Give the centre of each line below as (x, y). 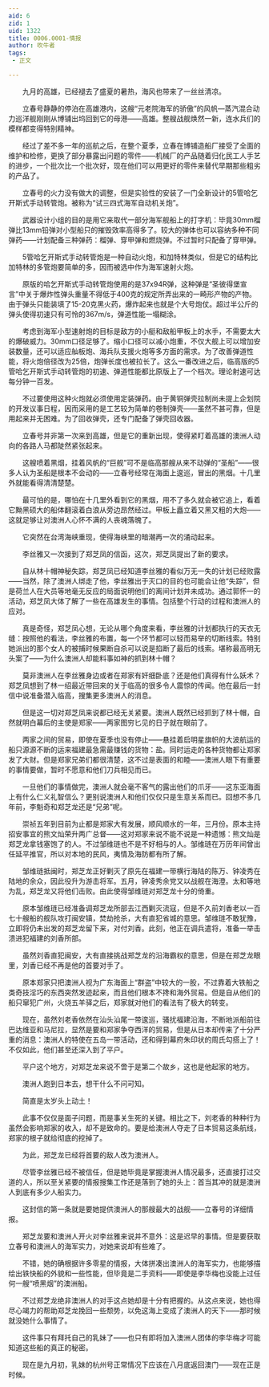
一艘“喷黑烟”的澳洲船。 (53, 1283)
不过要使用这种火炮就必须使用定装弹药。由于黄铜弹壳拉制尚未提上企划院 (141, 398)
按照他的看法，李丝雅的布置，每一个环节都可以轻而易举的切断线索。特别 (141, 638)
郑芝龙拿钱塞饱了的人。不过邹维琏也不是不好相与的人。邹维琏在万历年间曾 (131, 844)
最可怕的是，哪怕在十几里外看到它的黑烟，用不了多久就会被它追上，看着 (141, 499)
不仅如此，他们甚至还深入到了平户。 (68, 1049)
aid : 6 (19, 16)
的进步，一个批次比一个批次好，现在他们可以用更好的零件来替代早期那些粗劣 (134, 165)
